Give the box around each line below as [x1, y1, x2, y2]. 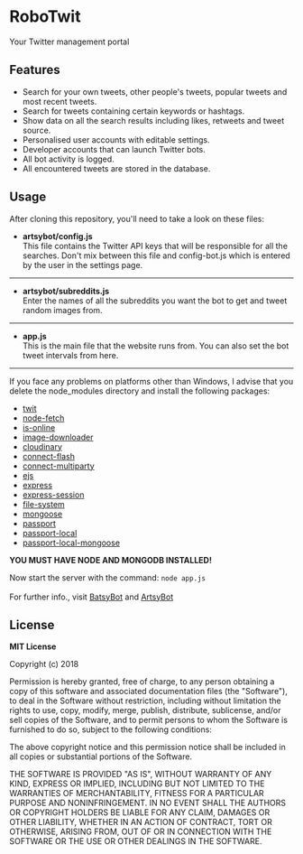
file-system [22, 498, 65, 509]
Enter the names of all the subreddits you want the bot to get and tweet [22, 295, 288, 306]
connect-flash [22, 450, 75, 461]
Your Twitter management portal [9, 36, 130, 47]
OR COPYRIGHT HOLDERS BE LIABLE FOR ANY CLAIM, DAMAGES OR [9, 807, 271, 818]
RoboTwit [9, 6, 81, 27]
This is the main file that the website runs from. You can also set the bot [22, 340, 289, 351]
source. [22, 125, 51, 135]
